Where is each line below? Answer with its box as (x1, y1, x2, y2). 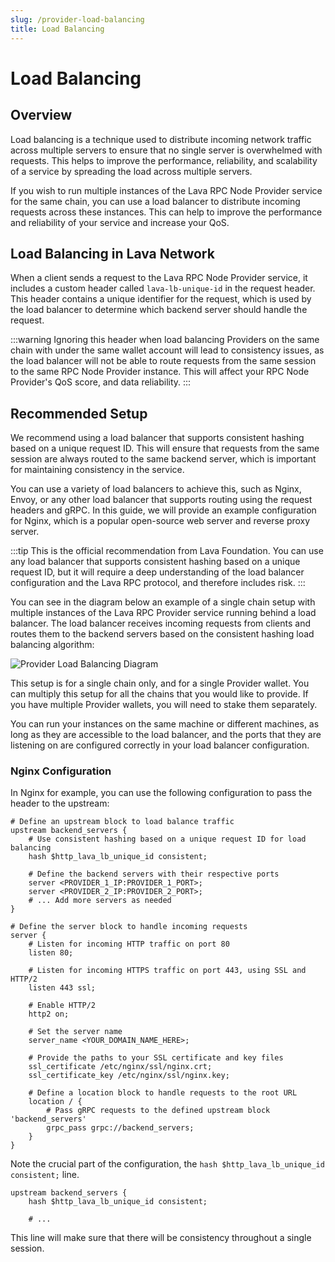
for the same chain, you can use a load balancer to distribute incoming (10, 195, 301, 207)
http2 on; (28, 1009, 70, 1020)
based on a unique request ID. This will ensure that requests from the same (10, 442, 320, 455)
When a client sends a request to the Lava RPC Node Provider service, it (10, 272, 308, 284)
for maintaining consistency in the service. (10, 464, 185, 476)
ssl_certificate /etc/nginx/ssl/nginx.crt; (28, 1062, 213, 1072)
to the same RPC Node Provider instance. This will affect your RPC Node (10, 366, 310, 378)
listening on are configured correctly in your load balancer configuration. (10, 739, 310, 751)
